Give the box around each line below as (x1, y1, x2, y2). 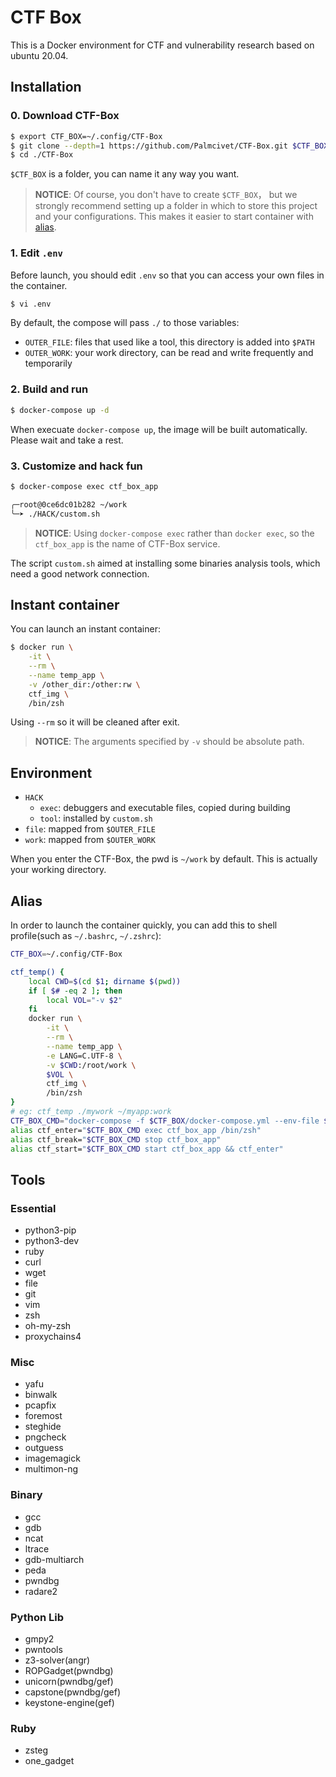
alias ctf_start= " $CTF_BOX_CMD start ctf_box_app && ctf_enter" (10, 1144, 284, 1154)
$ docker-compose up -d (10, 405, 110, 415)
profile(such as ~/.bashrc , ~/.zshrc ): (10, 930, 162, 942)
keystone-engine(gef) (24, 1697, 115, 1709)
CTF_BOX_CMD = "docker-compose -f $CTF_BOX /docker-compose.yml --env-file (10, 1116, 320, 1126)
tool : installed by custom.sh (39, 812, 153, 825)
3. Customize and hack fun (10, 459, 143, 473)
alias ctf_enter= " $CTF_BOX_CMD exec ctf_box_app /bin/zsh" (10, 1125, 262, 1135)
